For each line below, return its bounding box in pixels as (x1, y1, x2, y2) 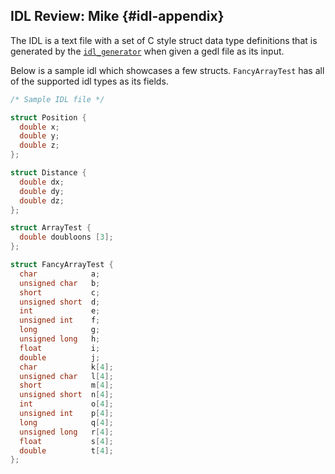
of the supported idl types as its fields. (10, 75, 169, 87)
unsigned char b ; (19, 278, 101, 288)
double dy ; (19, 186, 65, 196)
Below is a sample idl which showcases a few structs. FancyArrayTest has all (10, 64, 325, 76)
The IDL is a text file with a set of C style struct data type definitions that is (10, 34, 318, 46)
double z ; (19, 140, 60, 151)
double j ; (19, 352, 101, 363)
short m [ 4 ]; (19, 380, 114, 391)
